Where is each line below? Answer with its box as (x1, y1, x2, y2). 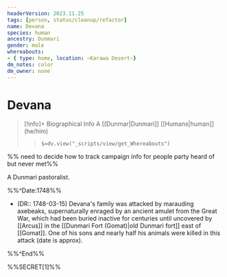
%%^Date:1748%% (7, 186, 62, 195)
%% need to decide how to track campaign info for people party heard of (7, 153, 215, 161)
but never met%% (7, 159, 58, 168)
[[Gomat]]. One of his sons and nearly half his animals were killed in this (16, 229, 221, 237)
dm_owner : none (7, 67, 51, 74)
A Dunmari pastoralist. (7, 173, 70, 181)
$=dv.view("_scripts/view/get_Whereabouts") (40, 140, 171, 148)
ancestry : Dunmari (7, 36, 60, 43)
